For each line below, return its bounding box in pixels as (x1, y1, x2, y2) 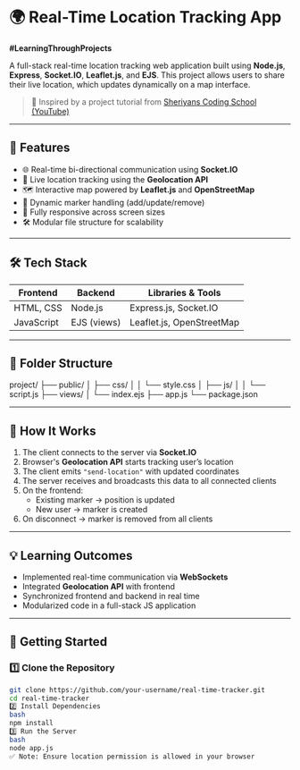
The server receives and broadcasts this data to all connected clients (21, 476, 277, 487)
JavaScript (13, 316, 60, 328)
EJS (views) (71, 316, 121, 328)
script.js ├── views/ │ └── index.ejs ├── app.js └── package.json (9, 389, 259, 400)
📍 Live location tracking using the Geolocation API (21, 173, 208, 184)
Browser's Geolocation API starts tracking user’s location (21, 457, 234, 468)
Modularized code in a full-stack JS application (21, 600, 196, 611)
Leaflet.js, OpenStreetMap (129, 316, 240, 328)
